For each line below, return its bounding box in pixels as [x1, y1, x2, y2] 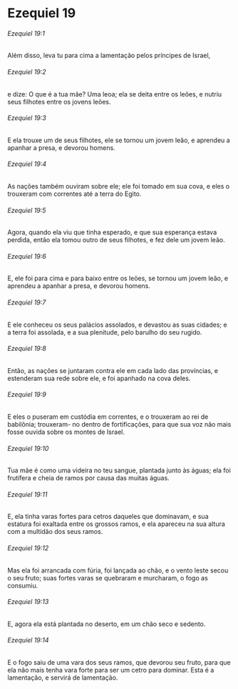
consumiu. [7, 581, 38, 590]
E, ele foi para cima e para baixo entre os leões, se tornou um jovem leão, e [7, 274, 229, 283]
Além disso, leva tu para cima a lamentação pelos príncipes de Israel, [7, 51, 211, 60]
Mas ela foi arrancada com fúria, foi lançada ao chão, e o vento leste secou [7, 566, 229, 575]
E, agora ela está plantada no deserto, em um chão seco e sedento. [7, 620, 206, 628]
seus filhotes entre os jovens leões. [7, 97, 111, 106]
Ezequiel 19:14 [7, 636, 49, 645]
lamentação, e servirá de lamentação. [7, 673, 118, 682]
